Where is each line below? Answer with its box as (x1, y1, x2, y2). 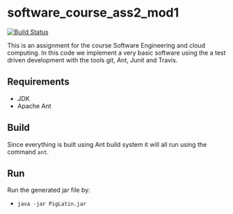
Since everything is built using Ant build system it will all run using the (7, 140, 207, 148)
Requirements (7, 76, 70, 88)
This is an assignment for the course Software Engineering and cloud (7, 41, 206, 49)
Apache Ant (17, 102, 51, 110)
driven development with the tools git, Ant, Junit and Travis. (7, 55, 178, 64)
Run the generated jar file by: (7, 186, 90, 195)
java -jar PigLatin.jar (17, 201, 87, 208)
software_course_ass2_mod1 (7, 5, 179, 21)
